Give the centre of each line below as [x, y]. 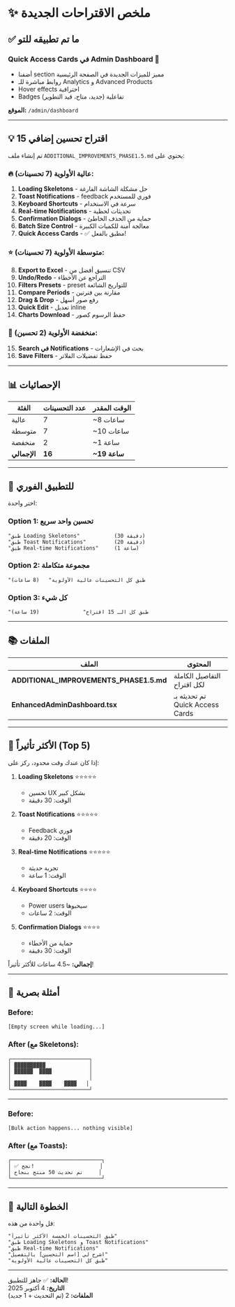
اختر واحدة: [23, 503]
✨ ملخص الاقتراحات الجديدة [79, 13]
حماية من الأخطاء [51, 943]
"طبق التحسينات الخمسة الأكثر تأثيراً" [63, 1236]
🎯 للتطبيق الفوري [41, 486]
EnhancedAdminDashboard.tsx [65, 704]
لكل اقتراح [189, 685]
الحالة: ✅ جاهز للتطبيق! [38, 1280]
